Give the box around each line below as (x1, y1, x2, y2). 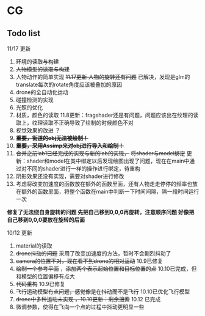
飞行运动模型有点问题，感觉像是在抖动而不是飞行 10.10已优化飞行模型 (15, 288, 190, 295)
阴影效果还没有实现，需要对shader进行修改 (15, 172, 124, 180)
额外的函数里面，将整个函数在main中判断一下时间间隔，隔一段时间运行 (21, 188, 200, 195)
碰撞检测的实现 (15, 96, 54, 103)
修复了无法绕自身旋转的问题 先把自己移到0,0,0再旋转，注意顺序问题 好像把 (7, 208, 195, 216)
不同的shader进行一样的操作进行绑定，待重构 (26, 165, 141, 172)
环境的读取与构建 (15, 58, 59, 65)
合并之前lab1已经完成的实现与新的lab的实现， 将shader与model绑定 (15, 150, 185, 156)
